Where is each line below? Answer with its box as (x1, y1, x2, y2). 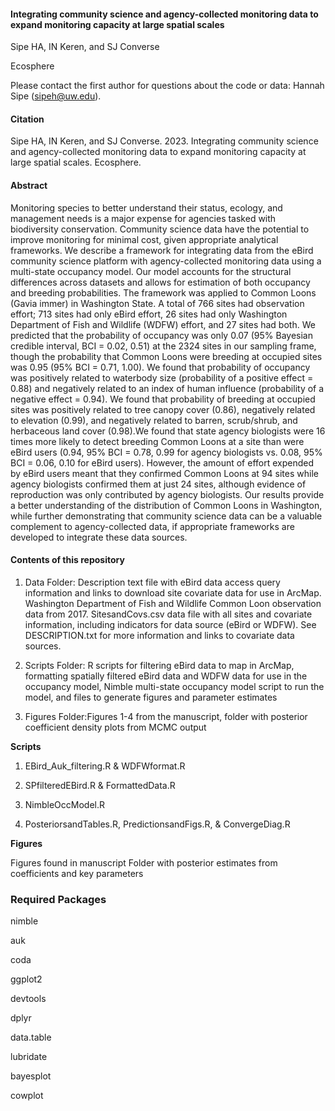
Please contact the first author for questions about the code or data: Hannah (10, 80, 325, 92)
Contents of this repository (10, 554, 125, 566)
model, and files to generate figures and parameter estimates (24, 691, 278, 703)
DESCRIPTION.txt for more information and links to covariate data (24, 629, 295, 641)
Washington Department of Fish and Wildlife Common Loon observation (24, 597, 322, 609)
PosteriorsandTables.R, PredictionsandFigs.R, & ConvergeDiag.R (24, 818, 291, 830)
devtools (10, 993, 47, 1005)
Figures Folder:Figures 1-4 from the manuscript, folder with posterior (24, 710, 308, 722)
